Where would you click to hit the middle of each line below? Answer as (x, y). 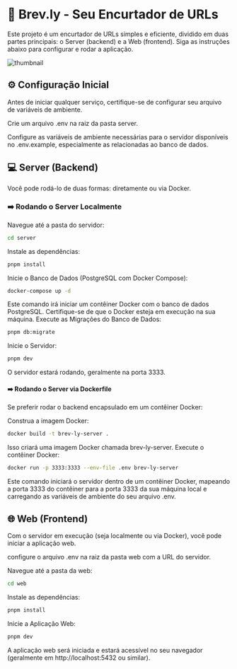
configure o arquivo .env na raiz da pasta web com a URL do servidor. (109, 557)
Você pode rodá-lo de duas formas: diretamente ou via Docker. (99, 188)
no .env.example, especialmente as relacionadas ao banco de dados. (108, 144)
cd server (22, 238)
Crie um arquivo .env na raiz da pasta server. (73, 123)
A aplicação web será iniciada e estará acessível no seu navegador (105, 650)
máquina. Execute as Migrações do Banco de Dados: (84, 319)
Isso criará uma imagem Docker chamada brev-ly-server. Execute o (106, 448)
